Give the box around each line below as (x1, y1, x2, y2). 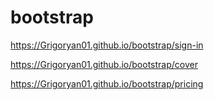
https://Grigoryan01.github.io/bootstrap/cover (10, 58, 198, 70)
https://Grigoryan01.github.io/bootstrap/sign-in (10, 39, 204, 51)
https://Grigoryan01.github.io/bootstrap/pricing (10, 77, 204, 90)
